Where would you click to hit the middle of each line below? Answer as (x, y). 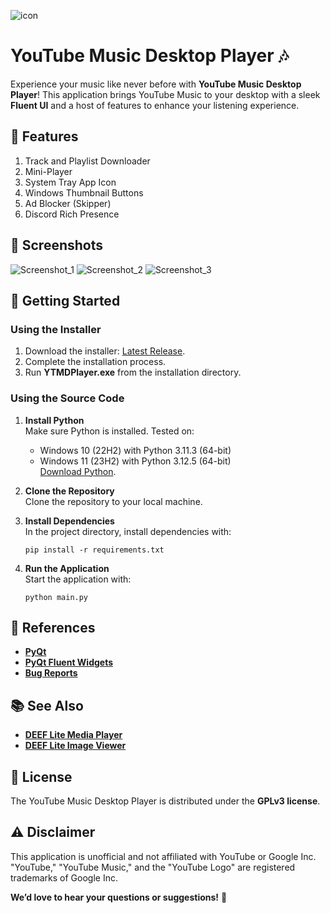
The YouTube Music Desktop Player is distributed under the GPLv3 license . (165, 801)
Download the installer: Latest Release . (105, 351)
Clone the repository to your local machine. (113, 501)
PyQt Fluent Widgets (69, 662)
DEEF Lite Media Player (73, 735)
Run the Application (67, 568)
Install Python (54, 420)
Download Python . (78, 471)
